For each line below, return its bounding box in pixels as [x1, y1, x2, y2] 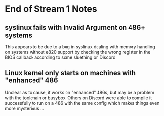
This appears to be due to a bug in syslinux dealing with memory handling [5, 44, 155, 50]
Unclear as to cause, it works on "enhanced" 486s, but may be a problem [5, 89, 154, 95]
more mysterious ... [5, 105, 44, 111]
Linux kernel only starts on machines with [5, 69, 136, 77]
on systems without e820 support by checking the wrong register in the [5, 49, 151, 55]
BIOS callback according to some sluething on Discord [5, 54, 116, 60]
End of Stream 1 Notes [5, 3, 97, 15]
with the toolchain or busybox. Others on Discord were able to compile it [5, 95, 152, 101]
